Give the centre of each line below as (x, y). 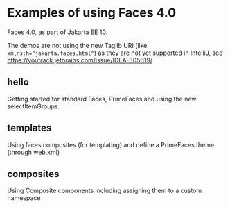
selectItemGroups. (34, 106)
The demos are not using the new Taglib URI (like (77, 45)
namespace (24, 198)
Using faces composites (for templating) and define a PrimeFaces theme (111, 144)
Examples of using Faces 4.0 (92, 13)
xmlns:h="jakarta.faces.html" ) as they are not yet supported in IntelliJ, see (115, 53)
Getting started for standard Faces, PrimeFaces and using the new (102, 99)
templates (29, 128)
